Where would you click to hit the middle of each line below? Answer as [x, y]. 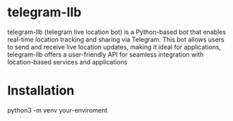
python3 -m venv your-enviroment [58, 110]
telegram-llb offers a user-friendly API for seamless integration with [106, 54]
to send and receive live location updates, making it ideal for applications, [114, 47]
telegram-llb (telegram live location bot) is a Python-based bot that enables [117, 32]
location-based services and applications [67, 62]
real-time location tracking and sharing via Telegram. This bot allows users [116, 39]
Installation [41, 91]
